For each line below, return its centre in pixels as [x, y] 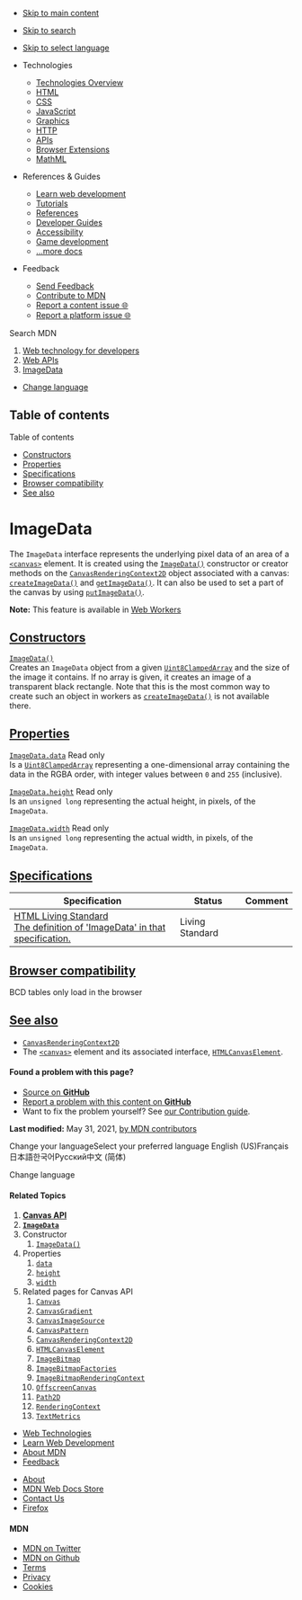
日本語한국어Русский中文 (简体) [68, 1157]
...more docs [59, 251]
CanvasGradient [64, 1311]
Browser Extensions [73, 149]
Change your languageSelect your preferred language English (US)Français [149, 1146]
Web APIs [40, 360]
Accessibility [59, 232]
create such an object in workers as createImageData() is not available [139, 696]
